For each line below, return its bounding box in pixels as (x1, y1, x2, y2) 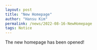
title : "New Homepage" (5, 12, 52, 17)
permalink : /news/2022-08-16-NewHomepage (5, 21, 93, 26)
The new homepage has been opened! (5, 39, 85, 45)
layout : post (5, 7, 32, 12)
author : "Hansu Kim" (5, 16, 48, 21)
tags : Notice (5, 26, 32, 31)
